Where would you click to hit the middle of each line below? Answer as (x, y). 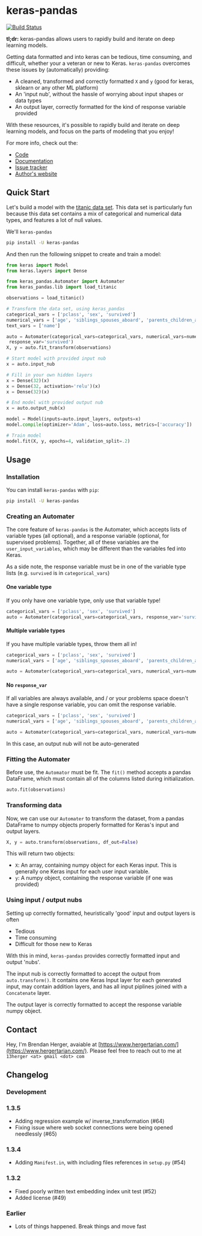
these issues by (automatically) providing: (58, 69)
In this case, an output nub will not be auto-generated (73, 744)
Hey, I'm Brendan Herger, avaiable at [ (53, 1044)
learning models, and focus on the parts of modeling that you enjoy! (90, 131)
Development (26, 1092)
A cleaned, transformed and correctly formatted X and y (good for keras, (104, 81)
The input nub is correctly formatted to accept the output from (83, 973)
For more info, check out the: (42, 143)
